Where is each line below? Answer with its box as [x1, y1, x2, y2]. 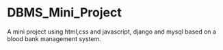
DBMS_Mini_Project [7, 5, 122, 21]
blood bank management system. [7, 34, 101, 42]
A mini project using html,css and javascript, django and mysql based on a [7, 27, 217, 36]
